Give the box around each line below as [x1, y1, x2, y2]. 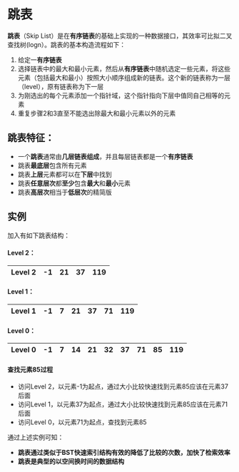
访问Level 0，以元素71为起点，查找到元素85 [17, 418, 148, 426]
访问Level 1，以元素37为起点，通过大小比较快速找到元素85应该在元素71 [17, 400, 228, 409]
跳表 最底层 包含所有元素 [17, 161, 87, 170]
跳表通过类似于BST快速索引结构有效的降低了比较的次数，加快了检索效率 [17, 448, 230, 457]
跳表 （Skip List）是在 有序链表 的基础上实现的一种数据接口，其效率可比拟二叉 [7, 31, 233, 40]
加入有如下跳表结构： [7, 231, 70, 240]
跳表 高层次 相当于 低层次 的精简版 [17, 188, 112, 196]
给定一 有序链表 [17, 55, 62, 64]
